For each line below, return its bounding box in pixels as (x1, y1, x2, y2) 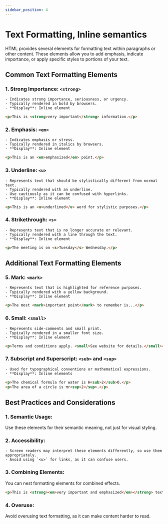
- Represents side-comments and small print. (5, 326, 101, 331)
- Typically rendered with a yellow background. (5, 289, 108, 295)
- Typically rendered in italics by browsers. (5, 142, 104, 147)
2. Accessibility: (5, 437, 46, 444)
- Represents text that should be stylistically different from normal (5, 178, 157, 183)
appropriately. (5, 453, 37, 458)
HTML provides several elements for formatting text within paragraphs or (5, 45, 156, 51)
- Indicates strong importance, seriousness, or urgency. (5, 97, 128, 102)
